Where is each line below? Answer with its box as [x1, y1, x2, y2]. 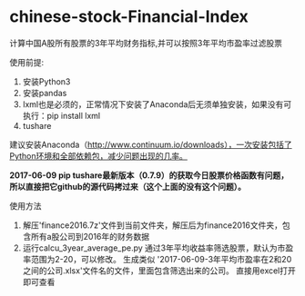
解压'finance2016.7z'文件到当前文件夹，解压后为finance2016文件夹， [22, 220, 282, 231]
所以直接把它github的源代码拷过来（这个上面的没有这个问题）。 [9, 181, 247, 192]
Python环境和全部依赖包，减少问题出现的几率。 [9, 150, 188, 161]
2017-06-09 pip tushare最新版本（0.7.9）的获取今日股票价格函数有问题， [9, 170, 290, 181]
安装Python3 [22, 75, 71, 87]
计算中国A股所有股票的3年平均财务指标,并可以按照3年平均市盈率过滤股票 [9, 37, 282, 48]
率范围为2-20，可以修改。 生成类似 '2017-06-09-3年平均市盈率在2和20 [22, 253, 292, 264]
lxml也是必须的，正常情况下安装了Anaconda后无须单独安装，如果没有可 [22, 98, 292, 110]
